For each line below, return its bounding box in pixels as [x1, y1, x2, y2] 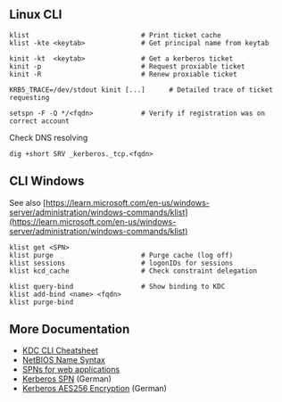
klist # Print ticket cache [9, 30, 221, 39]
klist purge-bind [9, 298, 74, 307]
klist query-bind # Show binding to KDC [9, 282, 226, 291]
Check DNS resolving [9, 132, 88, 143]
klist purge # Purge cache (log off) [9, 250, 234, 259]
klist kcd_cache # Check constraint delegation [9, 267, 257, 275]
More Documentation [9, 322, 130, 337]
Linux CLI [9, 7, 62, 22]
